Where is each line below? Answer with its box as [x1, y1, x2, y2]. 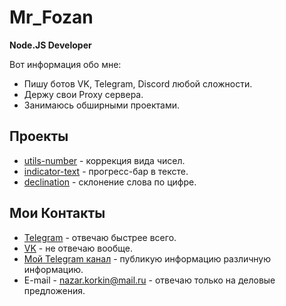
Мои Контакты [9, 205, 106, 222]
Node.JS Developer [9, 39, 92, 51]
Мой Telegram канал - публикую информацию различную [23, 252, 272, 265]
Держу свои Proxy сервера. [23, 88, 144, 100]
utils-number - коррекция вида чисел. [23, 154, 186, 166]
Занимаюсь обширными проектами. [23, 99, 181, 111]
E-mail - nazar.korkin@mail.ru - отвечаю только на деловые [23, 274, 276, 286]
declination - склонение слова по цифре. [23, 176, 197, 188]
